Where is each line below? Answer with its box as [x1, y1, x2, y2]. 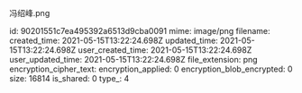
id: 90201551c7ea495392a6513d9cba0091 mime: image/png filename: [9, 26, 270, 36]
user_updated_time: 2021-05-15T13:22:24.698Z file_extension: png [9, 55, 259, 64]
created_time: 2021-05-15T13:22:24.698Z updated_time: [9, 35, 218, 46]
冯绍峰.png [9, 8, 50, 18]
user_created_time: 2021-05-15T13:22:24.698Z [78, 45, 252, 55]
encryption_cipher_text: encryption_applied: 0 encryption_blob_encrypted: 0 [9, 63, 293, 74]
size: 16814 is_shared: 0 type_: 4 [9, 73, 130, 83]
